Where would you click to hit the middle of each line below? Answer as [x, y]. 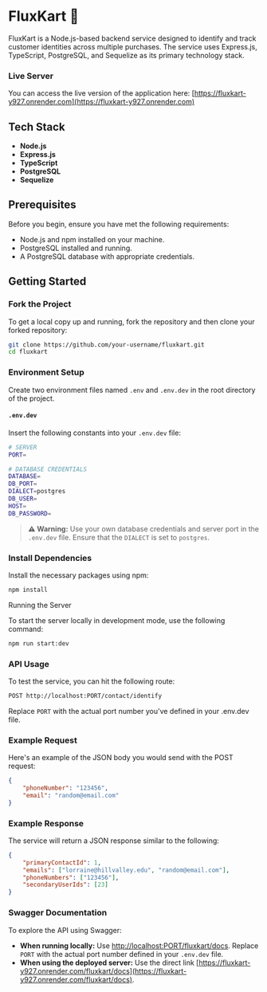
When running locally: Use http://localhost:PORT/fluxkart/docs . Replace [139, 945]
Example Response [46, 823]
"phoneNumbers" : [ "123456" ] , [71, 877]
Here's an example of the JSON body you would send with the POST [121, 758]
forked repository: [38, 330]
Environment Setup [47, 372]
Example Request [43, 740]
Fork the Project [40, 304]
